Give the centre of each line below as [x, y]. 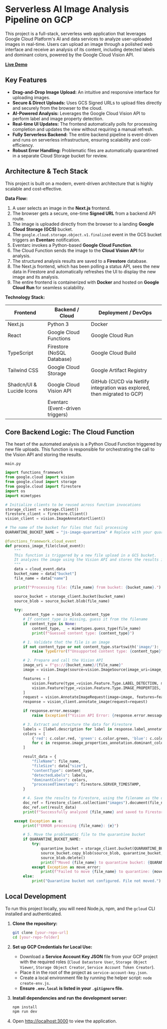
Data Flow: [16, 198]
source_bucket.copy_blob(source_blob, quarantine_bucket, [102, 853]
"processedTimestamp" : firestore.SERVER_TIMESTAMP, [86, 784]
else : [29, 876]
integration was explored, [121, 387]
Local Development [36, 897]
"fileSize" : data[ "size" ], [60, 766]
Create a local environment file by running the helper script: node [86, 978]
